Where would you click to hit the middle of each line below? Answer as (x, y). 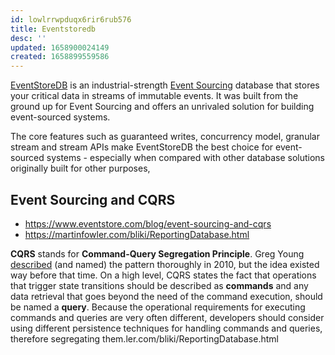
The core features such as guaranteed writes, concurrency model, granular (165, 137)
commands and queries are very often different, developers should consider (167, 317)
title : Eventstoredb (53, 29)
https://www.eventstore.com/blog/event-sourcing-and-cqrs (148, 223)
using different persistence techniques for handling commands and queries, (166, 328)
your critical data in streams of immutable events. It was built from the (154, 96)
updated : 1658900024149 (60, 47)
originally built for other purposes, (80, 168)
